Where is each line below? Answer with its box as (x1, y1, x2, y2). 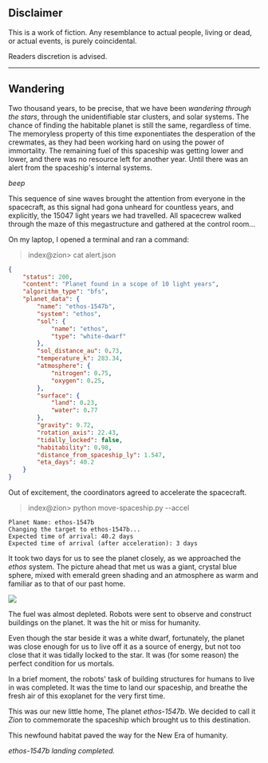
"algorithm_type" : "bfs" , (22, 287, 109, 296)
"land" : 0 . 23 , (50, 399, 98, 407)
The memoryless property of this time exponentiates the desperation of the (8, 128, 256, 138)
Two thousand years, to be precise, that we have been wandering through (8, 103, 251, 113)
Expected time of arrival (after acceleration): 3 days (8, 540, 198, 548)
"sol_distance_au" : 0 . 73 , (37, 347, 124, 355)
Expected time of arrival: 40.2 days (8, 532, 134, 540)
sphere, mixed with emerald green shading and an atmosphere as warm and (8, 571, 259, 579)
